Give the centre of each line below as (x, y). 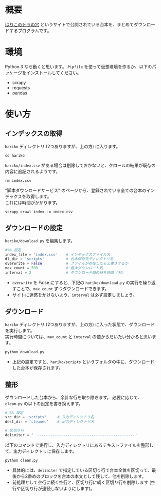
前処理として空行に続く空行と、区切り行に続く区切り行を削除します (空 (84, 482)
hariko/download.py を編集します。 (40, 240)
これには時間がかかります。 (33, 202)
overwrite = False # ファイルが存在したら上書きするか (67, 264)
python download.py (25, 352)
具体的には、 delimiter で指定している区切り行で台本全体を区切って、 (82, 470)
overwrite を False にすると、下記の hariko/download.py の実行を (78, 282)
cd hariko (15, 155)
